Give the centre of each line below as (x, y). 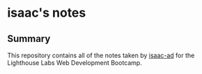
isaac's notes (47, 13)
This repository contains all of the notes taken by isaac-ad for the (101, 55)
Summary (29, 39)
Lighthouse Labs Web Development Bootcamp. (75, 63)
